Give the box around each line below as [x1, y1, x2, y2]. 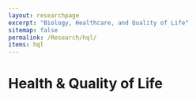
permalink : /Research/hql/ [8, 33, 97, 42]
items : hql [8, 41, 44, 49]
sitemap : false [8, 26, 58, 34]
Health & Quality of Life [8, 75, 164, 93]
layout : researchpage [8, 11, 80, 20]
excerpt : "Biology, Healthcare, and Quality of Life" [8, 19, 190, 27]
